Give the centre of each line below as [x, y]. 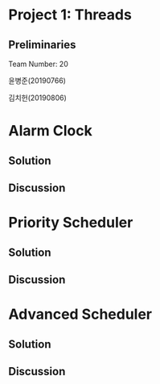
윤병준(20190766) [37, 81]
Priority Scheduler [71, 223]
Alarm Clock [50, 131]
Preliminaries [42, 45]
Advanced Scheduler [80, 314]
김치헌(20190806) [37, 98]
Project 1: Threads [70, 15]
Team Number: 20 [38, 64]
